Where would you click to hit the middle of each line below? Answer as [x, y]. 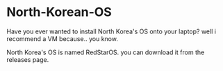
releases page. [28, 59]
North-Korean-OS [59, 12]
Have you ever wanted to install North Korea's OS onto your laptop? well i [111, 31]
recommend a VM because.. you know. [63, 38]
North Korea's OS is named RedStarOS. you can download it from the [106, 52]
